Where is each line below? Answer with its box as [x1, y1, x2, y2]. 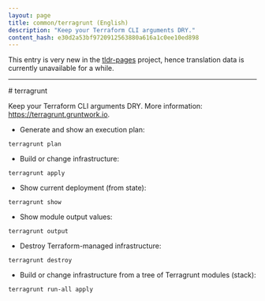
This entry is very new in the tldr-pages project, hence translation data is [8, 55, 244, 65]
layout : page [8, 11, 51, 20]
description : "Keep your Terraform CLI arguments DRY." [8, 26, 196, 34]
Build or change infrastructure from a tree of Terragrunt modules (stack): [19, 270, 256, 280]
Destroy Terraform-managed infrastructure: [19, 241, 162, 251]
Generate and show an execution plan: [19, 125, 145, 135]
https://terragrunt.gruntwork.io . [8, 110, 110, 119]
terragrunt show [8, 199, 62, 206]
